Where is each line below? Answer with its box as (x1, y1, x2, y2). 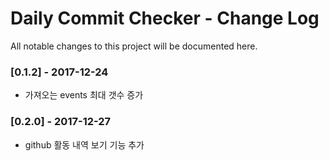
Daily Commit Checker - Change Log (10, 7, 320, 30)
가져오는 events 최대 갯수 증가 (24, 89, 144, 101)
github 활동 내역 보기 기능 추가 (24, 138, 145, 151)
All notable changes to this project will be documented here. (10, 40, 258, 52)
